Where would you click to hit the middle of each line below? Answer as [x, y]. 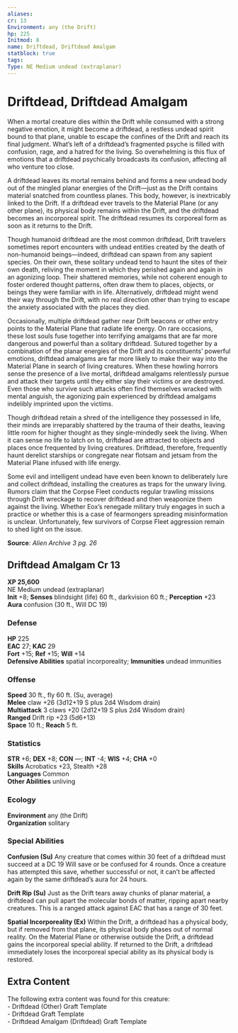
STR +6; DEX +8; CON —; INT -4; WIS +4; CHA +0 [82, 759]
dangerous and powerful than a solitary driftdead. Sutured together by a [112, 343]
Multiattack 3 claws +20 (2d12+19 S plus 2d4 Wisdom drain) [96, 710]
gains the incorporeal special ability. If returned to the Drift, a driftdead [110, 944]
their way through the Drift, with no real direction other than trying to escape [119, 299]
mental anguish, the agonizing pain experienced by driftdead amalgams [112, 396]
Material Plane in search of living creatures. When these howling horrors [113, 366]
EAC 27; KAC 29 [32, 646]
